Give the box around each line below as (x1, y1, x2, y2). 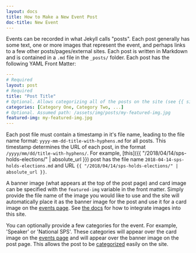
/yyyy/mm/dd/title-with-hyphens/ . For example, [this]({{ (6, 150, 141, 157)
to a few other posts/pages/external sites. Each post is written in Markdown (6, 48, 188, 55)
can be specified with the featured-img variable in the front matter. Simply (6, 186, 184, 193)
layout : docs (6, 8, 38, 15)
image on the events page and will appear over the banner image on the (6, 234, 179, 241)
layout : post (6, 82, 38, 88)
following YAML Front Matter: (6, 60, 76, 67)
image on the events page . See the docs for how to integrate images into (6, 205, 181, 212)
